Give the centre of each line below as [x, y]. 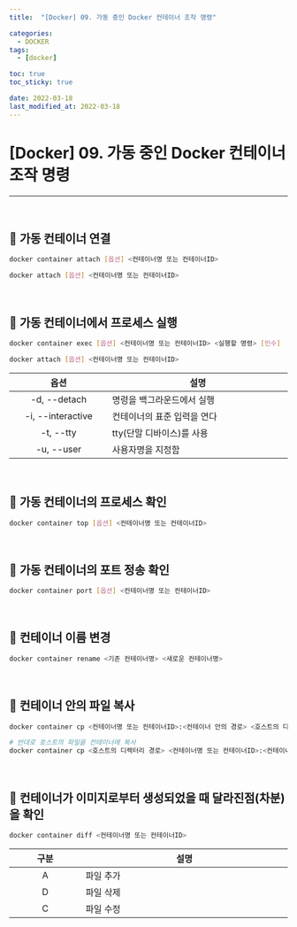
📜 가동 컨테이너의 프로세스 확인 [88, 502]
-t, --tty [58, 432]
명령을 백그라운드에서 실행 [163, 399]
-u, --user [58, 449]
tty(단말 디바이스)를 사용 [160, 433]
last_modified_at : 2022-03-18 [65, 106]
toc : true [27, 74]
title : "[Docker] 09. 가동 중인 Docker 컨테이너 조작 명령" [113, 17]
